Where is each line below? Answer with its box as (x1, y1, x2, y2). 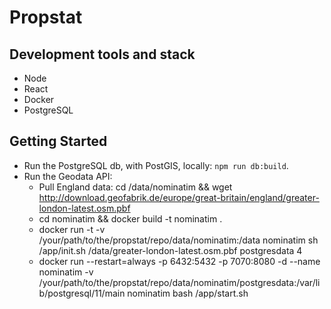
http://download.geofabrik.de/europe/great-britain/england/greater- (38, 191, 320, 203)
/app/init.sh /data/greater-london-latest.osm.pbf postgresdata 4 (38, 244, 303, 256)
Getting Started (9, 133, 108, 150)
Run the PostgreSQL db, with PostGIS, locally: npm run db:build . (23, 159, 289, 171)
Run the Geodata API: (23, 170, 113, 182)
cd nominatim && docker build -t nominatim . (38, 212, 223, 225)
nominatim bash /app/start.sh (127, 287, 249, 299)
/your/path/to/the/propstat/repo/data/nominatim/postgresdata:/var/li (38, 276, 321, 288)
